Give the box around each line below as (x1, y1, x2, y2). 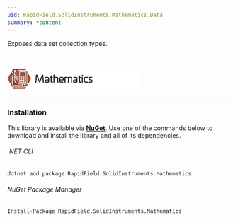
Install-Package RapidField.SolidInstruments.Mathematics (7, 208, 182, 215)
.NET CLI (7, 147, 33, 156)
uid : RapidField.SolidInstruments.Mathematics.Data (7, 11, 163, 18)
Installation (7, 107, 47, 117)
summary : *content (7, 18, 62, 26)
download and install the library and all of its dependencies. (7, 131, 182, 139)
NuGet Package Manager (7, 185, 82, 194)
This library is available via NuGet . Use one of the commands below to (7, 124, 213, 132)
